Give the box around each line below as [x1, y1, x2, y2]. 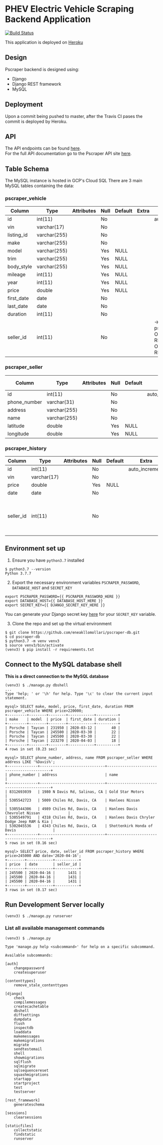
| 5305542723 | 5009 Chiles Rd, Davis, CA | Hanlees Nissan [5, 798, 140, 802]
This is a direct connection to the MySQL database [5, 673, 109, 679]
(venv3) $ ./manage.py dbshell [5, 683, 68, 687]
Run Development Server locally [5, 900, 105, 909]
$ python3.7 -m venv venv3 [5, 638, 60, 644]
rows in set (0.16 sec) [9, 840, 57, 845]
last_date [7, 303, 28, 310]
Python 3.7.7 [5, 571, 32, 576]
